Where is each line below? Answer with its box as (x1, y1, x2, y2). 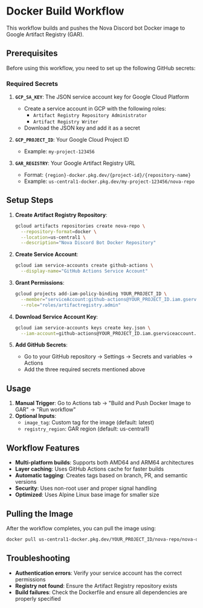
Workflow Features (6, 443, 80, 453)
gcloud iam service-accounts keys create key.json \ (14, 325, 151, 331)
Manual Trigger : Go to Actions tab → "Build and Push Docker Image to (14, 400, 192, 407)
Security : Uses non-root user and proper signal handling (14, 484, 157, 492)
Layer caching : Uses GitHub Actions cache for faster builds (14, 465, 164, 473)
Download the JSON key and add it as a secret (24, 124, 140, 131)
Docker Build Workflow (6, 4, 124, 18)
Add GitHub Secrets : (14, 341, 68, 349)
